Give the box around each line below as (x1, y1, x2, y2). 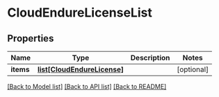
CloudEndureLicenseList (7, 5, 153, 21)
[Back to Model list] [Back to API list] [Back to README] (7, 82, 167, 91)
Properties (7, 33, 54, 44)
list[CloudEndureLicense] (37, 64, 124, 74)
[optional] (177, 64, 209, 74)
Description (130, 53, 170, 62)
